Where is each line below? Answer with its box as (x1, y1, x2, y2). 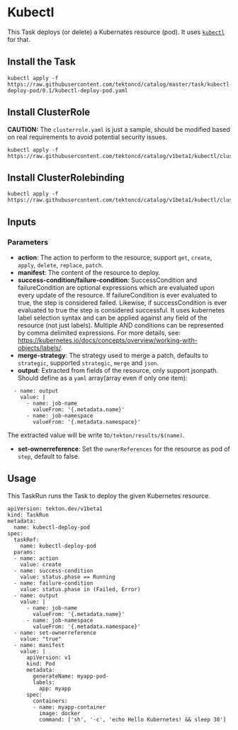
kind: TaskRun (7, 511, 50, 518)
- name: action (13, 554, 59, 562)
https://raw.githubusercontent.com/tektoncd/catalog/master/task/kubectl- (7, 81, 233, 88)
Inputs (7, 215, 37, 228)
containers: (33, 697, 69, 704)
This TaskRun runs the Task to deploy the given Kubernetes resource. (7, 491, 211, 500)
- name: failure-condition (13, 579, 93, 587)
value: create (20, 561, 62, 568)
